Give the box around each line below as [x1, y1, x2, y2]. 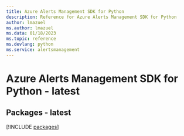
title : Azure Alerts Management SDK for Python [6, 8, 125, 15]
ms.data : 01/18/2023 [6, 30, 57, 36]
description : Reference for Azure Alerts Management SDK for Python [6, 14, 177, 20]
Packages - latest [6, 108, 71, 118]
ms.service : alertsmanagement [6, 47, 80, 53]
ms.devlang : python [6, 42, 54, 47]
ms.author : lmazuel [6, 25, 54, 31]
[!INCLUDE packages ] [6, 123, 59, 130]
